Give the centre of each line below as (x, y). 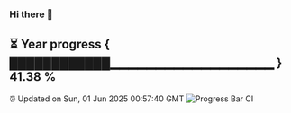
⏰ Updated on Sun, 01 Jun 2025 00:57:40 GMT (97, 99)
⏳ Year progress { (60, 44)
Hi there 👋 (32, 14)
